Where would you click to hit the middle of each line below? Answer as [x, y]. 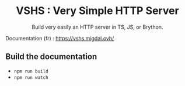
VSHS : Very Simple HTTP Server [97, 11]
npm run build [31, 71]
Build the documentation [51, 57]
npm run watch [31, 77]
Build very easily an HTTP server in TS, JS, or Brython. [97, 27]
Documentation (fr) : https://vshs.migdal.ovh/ [60, 38]
